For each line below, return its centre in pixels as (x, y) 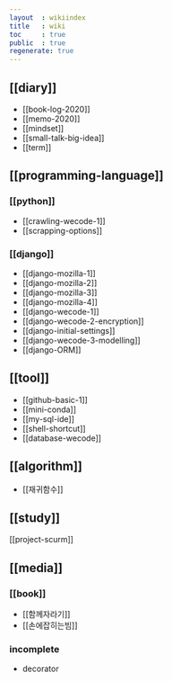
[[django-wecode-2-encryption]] (83, 321)
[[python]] (32, 202)
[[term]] (37, 147)
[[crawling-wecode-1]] (64, 220)
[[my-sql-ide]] (48, 418)
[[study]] (35, 518)
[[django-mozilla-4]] (60, 301)
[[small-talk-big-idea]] (63, 138)
